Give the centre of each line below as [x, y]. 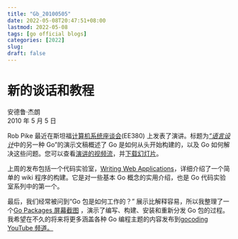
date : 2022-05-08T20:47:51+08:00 [57, 21]
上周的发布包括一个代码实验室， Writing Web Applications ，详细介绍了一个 [116, 168]
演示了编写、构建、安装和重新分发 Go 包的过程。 [158, 210]
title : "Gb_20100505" [39, 14]
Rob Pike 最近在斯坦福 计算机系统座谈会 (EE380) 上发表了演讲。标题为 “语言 [116, 135]
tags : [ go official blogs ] [47, 34]
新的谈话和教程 [51, 91]
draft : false [27, 54]
